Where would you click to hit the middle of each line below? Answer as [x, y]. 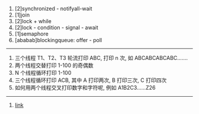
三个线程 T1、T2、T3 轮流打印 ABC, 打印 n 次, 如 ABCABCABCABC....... [101, 58]
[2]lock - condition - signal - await [57, 27]
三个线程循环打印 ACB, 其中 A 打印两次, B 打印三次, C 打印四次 [91, 80]
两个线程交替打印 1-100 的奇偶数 [54, 65]
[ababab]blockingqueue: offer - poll [58, 40]
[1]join [22, 15]
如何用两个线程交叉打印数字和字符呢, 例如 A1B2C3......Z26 [85, 88]
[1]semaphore [31, 34]
